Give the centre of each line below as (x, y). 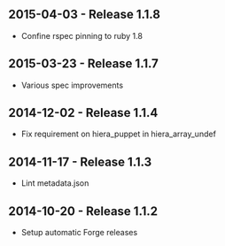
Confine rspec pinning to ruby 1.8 (82, 35)
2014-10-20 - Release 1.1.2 (83, 211)
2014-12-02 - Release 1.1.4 (83, 113)
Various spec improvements (72, 85)
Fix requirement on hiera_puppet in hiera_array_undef (118, 134)
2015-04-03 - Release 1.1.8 (85, 15)
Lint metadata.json (55, 183)
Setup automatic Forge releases (79, 233)
